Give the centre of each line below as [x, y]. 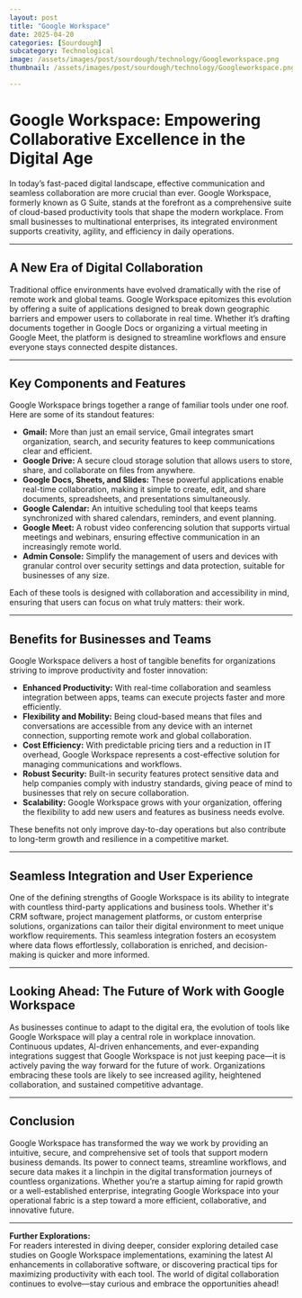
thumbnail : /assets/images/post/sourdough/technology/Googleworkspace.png [152, 68]
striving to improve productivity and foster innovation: [109, 670]
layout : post [34, 18]
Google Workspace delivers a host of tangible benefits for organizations [142, 661]
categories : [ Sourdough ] [56, 43]
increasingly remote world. [72, 547]
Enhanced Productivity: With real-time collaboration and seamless [147, 688]
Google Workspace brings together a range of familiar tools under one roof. [149, 405]
